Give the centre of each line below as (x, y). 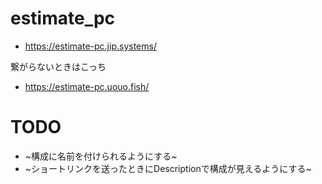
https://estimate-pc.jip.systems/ (90, 46)
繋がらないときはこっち (58, 66)
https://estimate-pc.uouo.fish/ (87, 86)
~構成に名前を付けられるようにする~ (101, 156)
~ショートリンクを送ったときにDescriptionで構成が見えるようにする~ (168, 168)
